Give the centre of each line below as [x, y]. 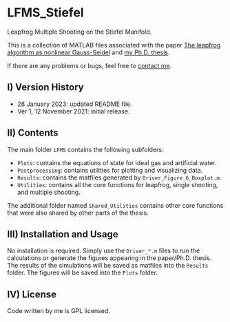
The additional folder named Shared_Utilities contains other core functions [115, 205]
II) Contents [33, 133]
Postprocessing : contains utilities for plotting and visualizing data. [110, 170]
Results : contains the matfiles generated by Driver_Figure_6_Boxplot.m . [119, 178]
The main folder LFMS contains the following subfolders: [85, 149]
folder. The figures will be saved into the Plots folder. [83, 272]
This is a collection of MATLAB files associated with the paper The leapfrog [114, 45]
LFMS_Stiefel [45, 13]
